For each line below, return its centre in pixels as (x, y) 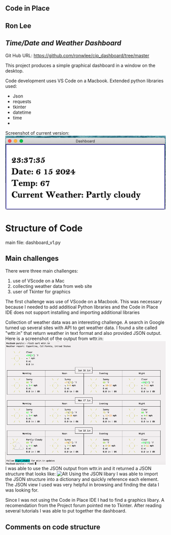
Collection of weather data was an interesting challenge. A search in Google (85, 322)
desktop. (15, 70)
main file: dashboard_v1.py (33, 242)
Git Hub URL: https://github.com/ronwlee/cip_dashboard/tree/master (77, 55)
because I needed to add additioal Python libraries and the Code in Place (82, 307)
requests (22, 101)
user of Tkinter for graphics (41, 291)
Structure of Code (44, 228)
